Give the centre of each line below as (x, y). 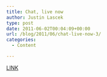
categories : (21, 40)
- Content (24, 46)
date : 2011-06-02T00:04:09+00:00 (48, 29)
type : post (20, 23)
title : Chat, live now (35, 12)
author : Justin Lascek (35, 17)
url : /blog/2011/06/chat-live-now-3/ (54, 34)
